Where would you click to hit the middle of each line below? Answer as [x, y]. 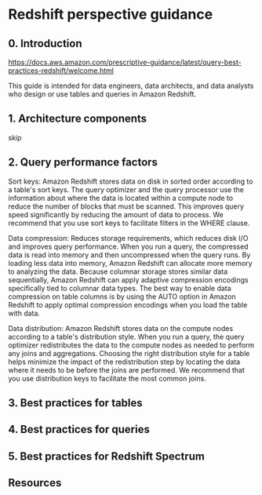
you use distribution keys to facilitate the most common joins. [107, 378]
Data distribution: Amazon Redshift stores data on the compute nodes [121, 328]
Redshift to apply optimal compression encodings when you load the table [128, 304]
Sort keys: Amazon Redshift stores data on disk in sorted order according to [131, 181]
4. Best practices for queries [79, 429]
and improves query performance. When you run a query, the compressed [128, 246]
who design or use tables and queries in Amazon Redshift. [102, 94]
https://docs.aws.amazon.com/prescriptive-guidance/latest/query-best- [125, 62]
